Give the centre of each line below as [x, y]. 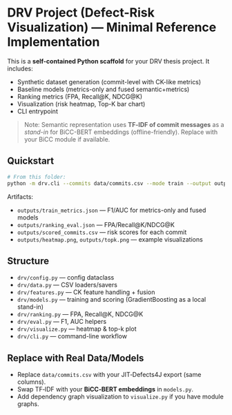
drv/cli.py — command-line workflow [72, 336]
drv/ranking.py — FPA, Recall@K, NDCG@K [80, 314]
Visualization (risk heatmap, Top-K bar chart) [81, 104]
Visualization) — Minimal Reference [112, 27]
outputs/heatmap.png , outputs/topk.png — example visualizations [110, 239]
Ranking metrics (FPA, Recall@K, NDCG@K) [80, 96]
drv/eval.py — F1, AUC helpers [62, 322]
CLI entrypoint [38, 111]
